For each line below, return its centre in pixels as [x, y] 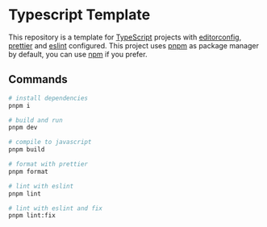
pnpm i [19, 105]
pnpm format [28, 171]
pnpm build [27, 150]
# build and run [35, 120]
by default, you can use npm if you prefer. [78, 54]
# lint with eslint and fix [56, 208]
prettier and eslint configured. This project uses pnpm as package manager [134, 45]
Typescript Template [79, 15]
